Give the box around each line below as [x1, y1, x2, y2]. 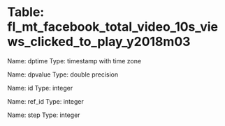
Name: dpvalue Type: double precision [7, 70, 119, 79]
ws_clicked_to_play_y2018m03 [7, 34, 191, 49]
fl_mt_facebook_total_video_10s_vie [7, 19, 219, 35]
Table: [7, 4, 45, 20]
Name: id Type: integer [7, 84, 73, 92]
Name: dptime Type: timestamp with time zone [7, 56, 142, 65]
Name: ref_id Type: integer [7, 97, 84, 105]
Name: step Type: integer [7, 111, 80, 119]
